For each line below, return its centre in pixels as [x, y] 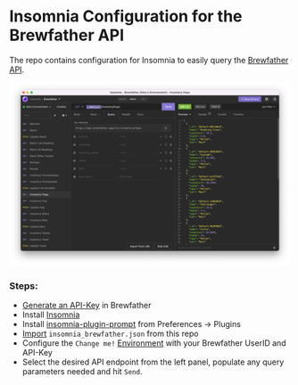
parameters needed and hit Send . [82, 371]
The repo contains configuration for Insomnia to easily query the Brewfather [149, 60]
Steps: [24, 285]
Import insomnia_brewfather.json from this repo [110, 333]
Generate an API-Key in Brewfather [87, 305]
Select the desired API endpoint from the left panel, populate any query [153, 362]
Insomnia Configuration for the [126, 16]
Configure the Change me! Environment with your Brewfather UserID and [154, 343]
